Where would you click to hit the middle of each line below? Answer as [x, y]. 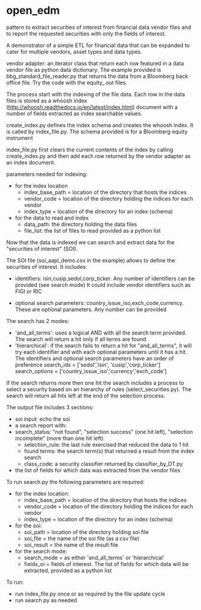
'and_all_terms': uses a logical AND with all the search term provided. [100, 333]
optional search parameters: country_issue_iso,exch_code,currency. [99, 303]
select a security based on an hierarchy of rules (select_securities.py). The [99, 389]
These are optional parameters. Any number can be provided [91, 309]
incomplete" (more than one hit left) [59, 438]
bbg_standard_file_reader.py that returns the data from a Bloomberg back [97, 76]
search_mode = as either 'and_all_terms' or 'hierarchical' [94, 558]
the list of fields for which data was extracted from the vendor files [97, 470]
